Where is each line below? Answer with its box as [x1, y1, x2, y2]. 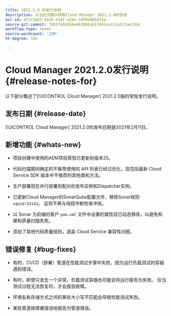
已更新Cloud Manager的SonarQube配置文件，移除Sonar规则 [12, 194, 140, 200]
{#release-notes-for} [5, 75, 97, 87]
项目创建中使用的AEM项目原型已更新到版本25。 [12, 155, 113, 161]
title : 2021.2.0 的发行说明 [5, 7, 61, 13]
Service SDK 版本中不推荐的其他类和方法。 [12, 172, 104, 178]
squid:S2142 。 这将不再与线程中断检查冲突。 [12, 200, 107, 206]
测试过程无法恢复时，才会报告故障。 [12, 283, 89, 289]
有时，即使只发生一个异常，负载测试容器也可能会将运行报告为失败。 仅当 [12, 277, 166, 283]
